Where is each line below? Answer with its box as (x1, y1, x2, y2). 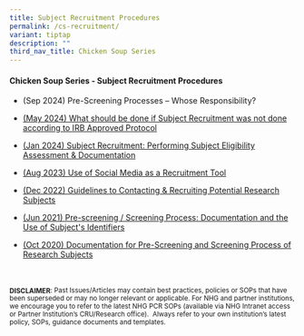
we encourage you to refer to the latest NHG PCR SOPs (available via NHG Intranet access (9, 301, 290, 311)
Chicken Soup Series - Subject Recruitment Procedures (9, 74, 223, 86)
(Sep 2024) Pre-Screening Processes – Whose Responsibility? (22, 95, 257, 106)
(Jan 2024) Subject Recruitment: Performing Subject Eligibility (22, 140, 256, 151)
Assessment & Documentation (22, 150, 136, 161)
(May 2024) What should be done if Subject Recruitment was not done (22, 113, 288, 124)
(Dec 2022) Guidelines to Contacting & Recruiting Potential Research (22, 185, 279, 196)
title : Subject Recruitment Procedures (9, 13, 161, 23)
